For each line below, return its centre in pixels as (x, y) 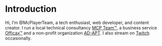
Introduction (31, 9)
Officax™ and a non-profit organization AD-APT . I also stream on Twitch (77, 33)
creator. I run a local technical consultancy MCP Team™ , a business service (81, 27)
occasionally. (18, 38)
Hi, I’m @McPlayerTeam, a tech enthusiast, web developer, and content (77, 23)
